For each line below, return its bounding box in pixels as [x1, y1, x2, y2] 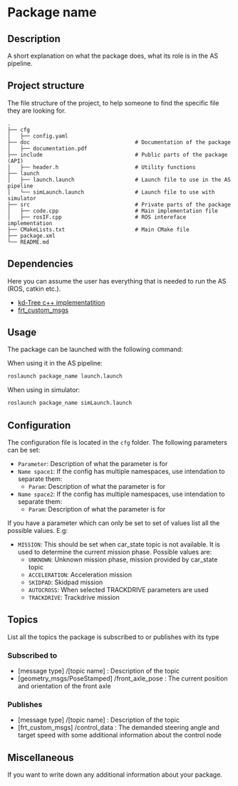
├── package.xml [7, 232, 56, 239]
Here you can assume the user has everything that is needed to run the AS [7, 276, 227, 285]
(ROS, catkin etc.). [7, 284, 61, 293]
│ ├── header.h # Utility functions [7, 163, 196, 171]
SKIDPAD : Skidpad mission [28, 578, 103, 586]
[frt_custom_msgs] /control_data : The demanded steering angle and [17, 723, 219, 732]
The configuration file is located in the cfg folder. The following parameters [7, 438, 228, 446]
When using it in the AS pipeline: [7, 359, 103, 368]
